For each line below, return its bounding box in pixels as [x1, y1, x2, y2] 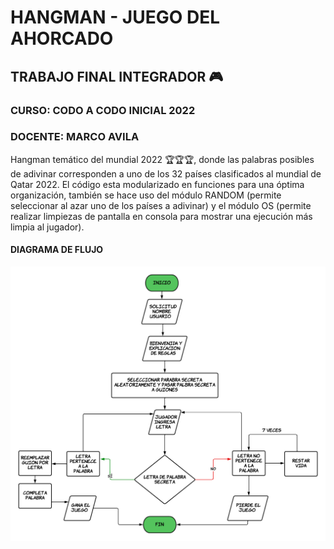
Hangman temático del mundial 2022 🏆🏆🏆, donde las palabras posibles [10, 153, 315, 165]
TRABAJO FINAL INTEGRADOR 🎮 [10, 68, 224, 85]
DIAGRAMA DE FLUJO [10, 244, 104, 256]
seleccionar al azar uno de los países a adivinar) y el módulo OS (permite [10, 199, 312, 211]
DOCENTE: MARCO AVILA [10, 130, 140, 144]
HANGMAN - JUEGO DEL [10, 6, 221, 29]
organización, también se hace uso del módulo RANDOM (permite [10, 189, 282, 201]
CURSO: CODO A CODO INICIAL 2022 [10, 103, 196, 117]
